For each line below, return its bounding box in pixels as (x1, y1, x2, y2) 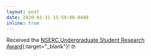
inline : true (6, 20, 40, 26)
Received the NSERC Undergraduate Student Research (6, 37, 145, 44)
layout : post (6, 8, 40, 15)
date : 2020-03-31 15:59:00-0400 (6, 14, 89, 20)
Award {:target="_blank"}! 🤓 (6, 43, 76, 50)
